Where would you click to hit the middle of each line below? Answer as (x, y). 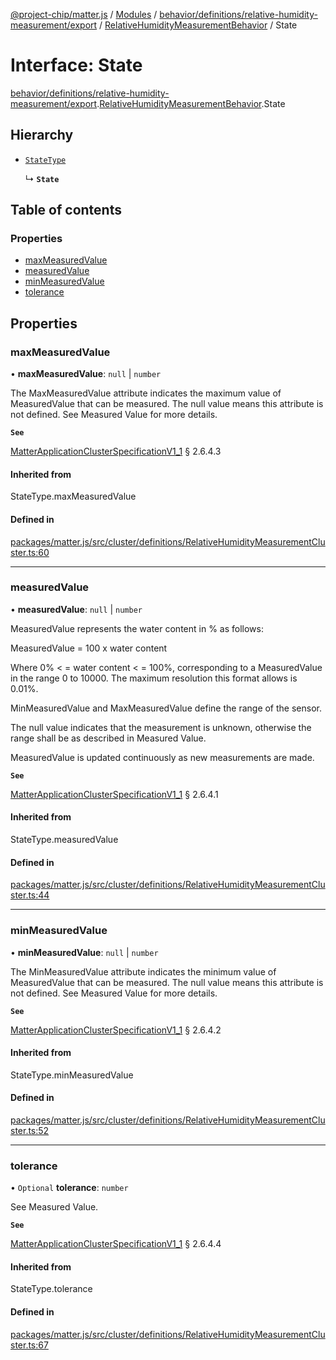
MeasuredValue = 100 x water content (89, 648)
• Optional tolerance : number (69, 1188)
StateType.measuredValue (64, 840)
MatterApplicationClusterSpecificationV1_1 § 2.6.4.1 (114, 794)
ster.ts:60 (30, 552)
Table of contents (66, 210)
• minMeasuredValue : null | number (84, 952)
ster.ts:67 (29, 1345)
